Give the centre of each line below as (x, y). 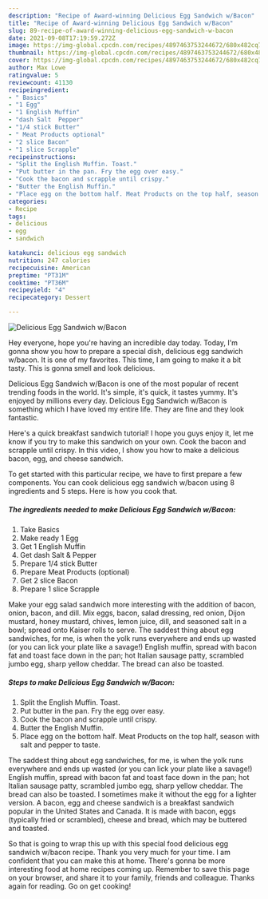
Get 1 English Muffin (53, 546)
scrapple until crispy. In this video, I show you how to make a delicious (124, 450)
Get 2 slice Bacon (49, 580)
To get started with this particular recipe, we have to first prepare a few (125, 474)
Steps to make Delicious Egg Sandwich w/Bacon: (92, 682)
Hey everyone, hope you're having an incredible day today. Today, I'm (123, 343)
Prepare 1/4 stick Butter (59, 563)
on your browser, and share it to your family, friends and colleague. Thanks (132, 877)
